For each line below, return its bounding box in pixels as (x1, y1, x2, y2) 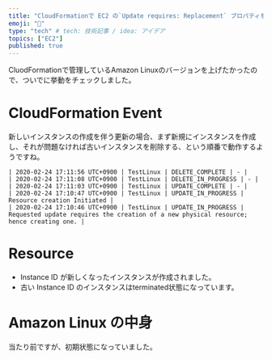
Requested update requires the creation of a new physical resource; (8, 211, 249, 219)
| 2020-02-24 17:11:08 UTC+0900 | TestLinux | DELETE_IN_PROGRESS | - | (8, 175, 259, 184)
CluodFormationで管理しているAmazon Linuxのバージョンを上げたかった (8, 65, 251, 75)
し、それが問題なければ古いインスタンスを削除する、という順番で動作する (8, 142, 257, 152)
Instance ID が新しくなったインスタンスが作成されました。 (19, 272, 216, 281)
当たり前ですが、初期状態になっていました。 (8, 341, 158, 352)
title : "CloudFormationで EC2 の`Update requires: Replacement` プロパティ (8, 11, 261, 20)
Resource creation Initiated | (8, 196, 114, 205)
